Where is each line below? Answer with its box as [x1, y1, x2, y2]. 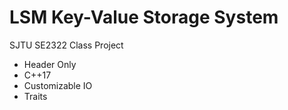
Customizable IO [23, 79, 93, 91]
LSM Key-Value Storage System [9, 6, 279, 29]
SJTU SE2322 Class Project [9, 39, 124, 51]
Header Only [23, 58, 77, 70]
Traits [23, 90, 48, 102]
